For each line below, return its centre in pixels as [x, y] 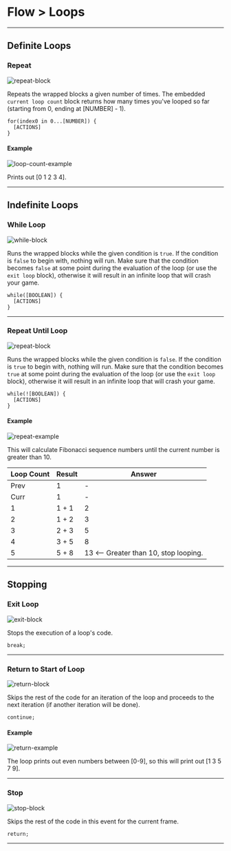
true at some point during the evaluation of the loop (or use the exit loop [111, 373]
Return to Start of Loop [46, 669]
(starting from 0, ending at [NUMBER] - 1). [66, 108]
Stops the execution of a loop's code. [60, 633]
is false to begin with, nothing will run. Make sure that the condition [103, 260]
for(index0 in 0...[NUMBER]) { [52, 121]
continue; [21, 717]
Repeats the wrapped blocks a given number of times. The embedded [106, 94]
